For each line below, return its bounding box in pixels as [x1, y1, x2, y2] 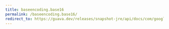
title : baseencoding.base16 [5, 7, 64, 12]
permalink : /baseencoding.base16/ [5, 12, 78, 17]
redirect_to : [5, 16, 33, 21]
